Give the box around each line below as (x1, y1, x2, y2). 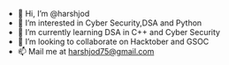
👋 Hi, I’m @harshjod (17, 9, 90, 18)
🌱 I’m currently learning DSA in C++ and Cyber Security (17, 27, 221, 37)
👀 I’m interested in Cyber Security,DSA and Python (17, 18, 202, 28)
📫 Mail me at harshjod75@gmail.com (17, 47, 155, 56)
